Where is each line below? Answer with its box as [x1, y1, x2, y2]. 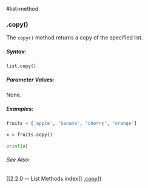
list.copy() [6, 63, 36, 69]
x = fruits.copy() [6, 132, 53, 138]
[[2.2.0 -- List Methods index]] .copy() [6, 175, 102, 182]
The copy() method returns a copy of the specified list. [6, 34, 143, 41]
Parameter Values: [6, 76, 55, 83]
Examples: [6, 105, 34, 112]
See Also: [6, 156, 30, 163]
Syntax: [6, 48, 27, 55]
